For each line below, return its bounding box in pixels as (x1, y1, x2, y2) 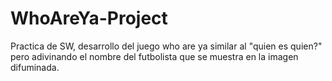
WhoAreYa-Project (10, 7, 168, 30)
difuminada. (10, 61, 60, 73)
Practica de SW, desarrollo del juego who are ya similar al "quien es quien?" (10, 40, 323, 52)
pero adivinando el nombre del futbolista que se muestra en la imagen (10, 50, 299, 62)
